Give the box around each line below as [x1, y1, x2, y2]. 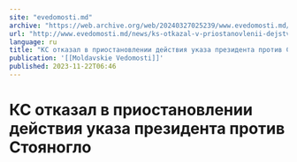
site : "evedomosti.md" [9, 12, 93, 22]
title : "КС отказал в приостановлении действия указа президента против [9, 46, 283, 55]
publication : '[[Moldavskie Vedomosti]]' [9, 54, 164, 63]
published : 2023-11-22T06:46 [9, 63, 117, 71]
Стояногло [9, 137, 92, 158]
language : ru [9, 37, 57, 47]
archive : [9, 21, 42, 30]
